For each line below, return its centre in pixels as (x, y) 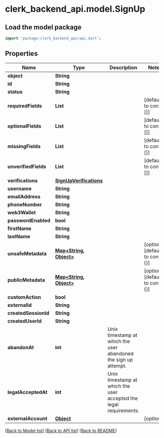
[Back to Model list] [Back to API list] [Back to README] (61, 431)
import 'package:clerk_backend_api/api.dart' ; (53, 38)
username (20, 188)
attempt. (117, 365)
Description (123, 67)
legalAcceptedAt (28, 392)
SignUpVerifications (79, 180)
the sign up (120, 360)
